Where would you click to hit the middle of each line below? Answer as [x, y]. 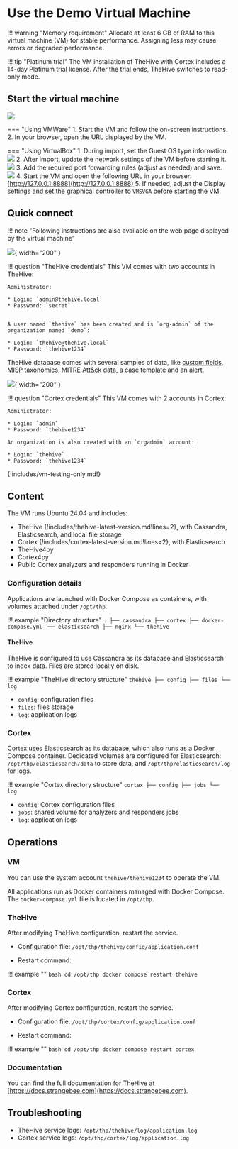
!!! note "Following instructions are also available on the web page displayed [118, 230]
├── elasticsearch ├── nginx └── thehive [107, 627]
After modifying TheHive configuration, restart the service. [93, 933]
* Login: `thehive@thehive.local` [58, 343]
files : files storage [46, 707]
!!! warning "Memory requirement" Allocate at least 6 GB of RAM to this [111, 33]
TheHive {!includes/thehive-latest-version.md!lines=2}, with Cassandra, [123, 527]
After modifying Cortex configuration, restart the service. [90, 1008]
